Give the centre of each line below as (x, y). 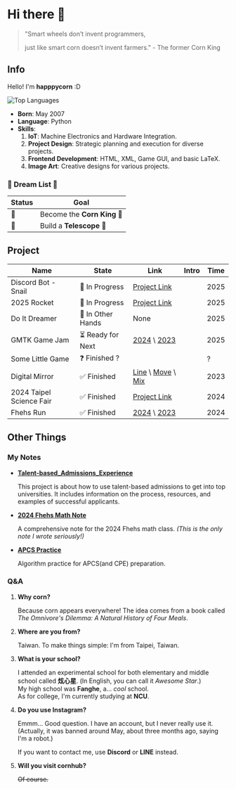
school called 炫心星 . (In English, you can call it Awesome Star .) (109, 681)
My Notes (24, 458)
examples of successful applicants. (68, 501)
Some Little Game (40, 359)
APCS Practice (39, 550)
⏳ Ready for (99, 335)
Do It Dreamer (34, 318)
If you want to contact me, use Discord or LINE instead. (98, 752)
